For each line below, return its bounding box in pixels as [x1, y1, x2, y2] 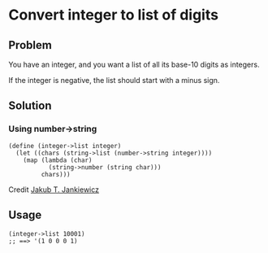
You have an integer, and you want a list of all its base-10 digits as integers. [8, 59, 260, 69]
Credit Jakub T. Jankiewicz [8, 185, 100, 194]
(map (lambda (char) [23, 156, 93, 164]
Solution [8, 99, 52, 113]
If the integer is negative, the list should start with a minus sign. [8, 76, 220, 85]
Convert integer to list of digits [8, 6, 219, 24]
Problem [8, 38, 53, 52]
